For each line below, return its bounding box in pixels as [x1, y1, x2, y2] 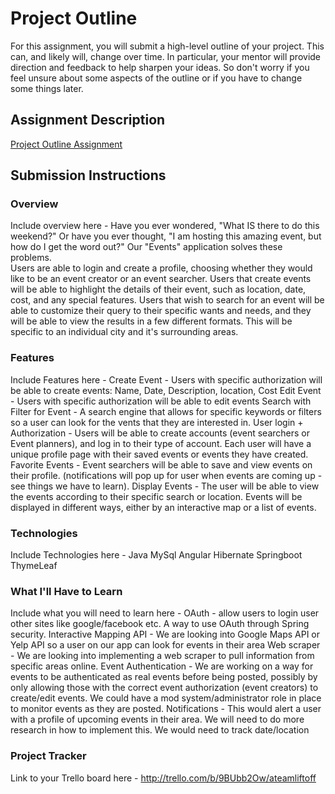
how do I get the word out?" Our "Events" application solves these [10, 241, 283, 253]
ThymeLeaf [10, 560, 58, 572]
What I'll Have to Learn [10, 584, 123, 598]
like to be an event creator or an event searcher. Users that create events [10, 273, 312, 285]
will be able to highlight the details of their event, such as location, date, [10, 283, 307, 296]
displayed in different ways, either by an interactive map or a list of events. [10, 501, 317, 513]
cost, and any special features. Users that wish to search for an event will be [10, 294, 325, 306]
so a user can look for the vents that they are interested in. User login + [10, 416, 304, 428]
